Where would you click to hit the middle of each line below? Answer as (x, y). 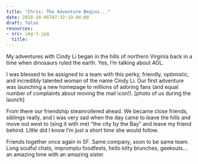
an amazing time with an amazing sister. (55, 154)
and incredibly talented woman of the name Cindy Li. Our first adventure (95, 81)
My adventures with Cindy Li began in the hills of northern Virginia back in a (99, 56)
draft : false (22, 23)
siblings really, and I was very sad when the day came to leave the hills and (98, 117)
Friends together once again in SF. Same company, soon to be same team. (98, 142)
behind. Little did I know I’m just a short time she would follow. (83, 130)
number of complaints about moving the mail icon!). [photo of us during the (98, 93)
